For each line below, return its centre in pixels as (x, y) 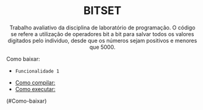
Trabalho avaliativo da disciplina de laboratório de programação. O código (102, 28)
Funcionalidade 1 (37, 71)
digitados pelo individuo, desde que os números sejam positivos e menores (102, 40)
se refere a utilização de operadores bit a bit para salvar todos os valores (102, 34)
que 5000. (102, 47)
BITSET (102, 11)
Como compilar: (35, 82)
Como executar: (35, 89)
